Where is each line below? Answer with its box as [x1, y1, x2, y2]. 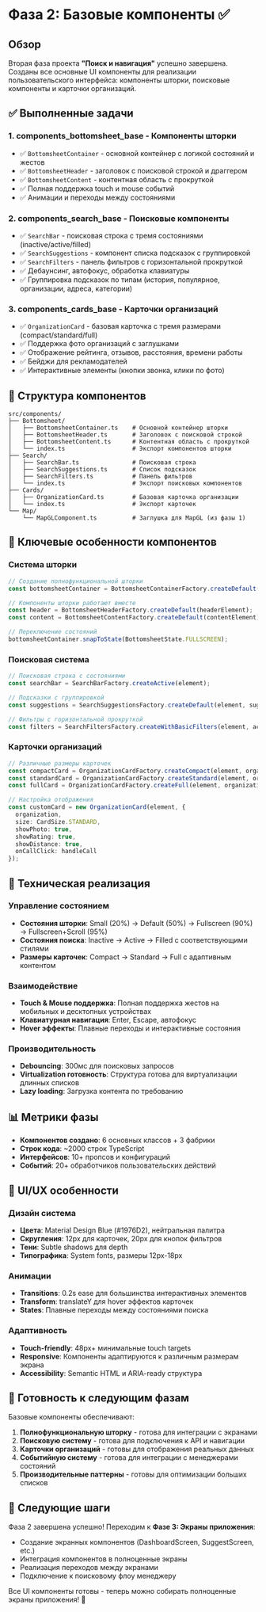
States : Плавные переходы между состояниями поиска [19, 1305, 209, 1315]
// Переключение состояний [8, 628, 97, 636]
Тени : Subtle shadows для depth [19, 1242, 128, 1252]
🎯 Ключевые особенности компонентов [8, 535, 218, 549]
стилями [19, 943, 49, 953]
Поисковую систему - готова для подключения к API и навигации [19, 1436, 245, 1446]
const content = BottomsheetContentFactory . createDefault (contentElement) [8, 614, 260, 622]
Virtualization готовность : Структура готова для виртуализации [19, 1069, 237, 1079]
